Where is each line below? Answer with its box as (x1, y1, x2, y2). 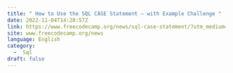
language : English (7, 36, 60, 43)
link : (7, 23, 23, 30)
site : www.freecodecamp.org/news (7, 29, 104, 37)
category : (7, 42, 36, 49)
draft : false (7, 56, 45, 63)
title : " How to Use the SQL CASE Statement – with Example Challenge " (7, 10, 222, 17)
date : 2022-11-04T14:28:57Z (7, 17, 89, 24)
